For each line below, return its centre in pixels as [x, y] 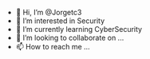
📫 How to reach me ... [53, 47]
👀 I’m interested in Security [60, 21]
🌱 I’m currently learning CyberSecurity [79, 29]
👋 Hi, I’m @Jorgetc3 [49, 12]
